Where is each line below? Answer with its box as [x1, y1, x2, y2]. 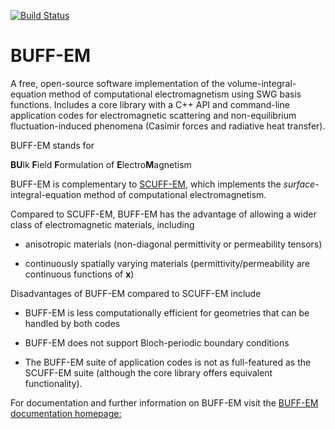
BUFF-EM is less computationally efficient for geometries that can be [24, 306, 310, 319]
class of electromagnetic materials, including [10, 218, 195, 230]
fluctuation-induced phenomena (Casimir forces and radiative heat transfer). [10, 120, 326, 132]
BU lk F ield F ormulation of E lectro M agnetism [10, 158, 192, 170]
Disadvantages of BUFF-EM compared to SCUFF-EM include [10, 287, 262, 299]
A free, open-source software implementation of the [10, 77, 225, 89]
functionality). [24, 377, 83, 389]
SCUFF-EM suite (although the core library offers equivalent [24, 366, 273, 379]
